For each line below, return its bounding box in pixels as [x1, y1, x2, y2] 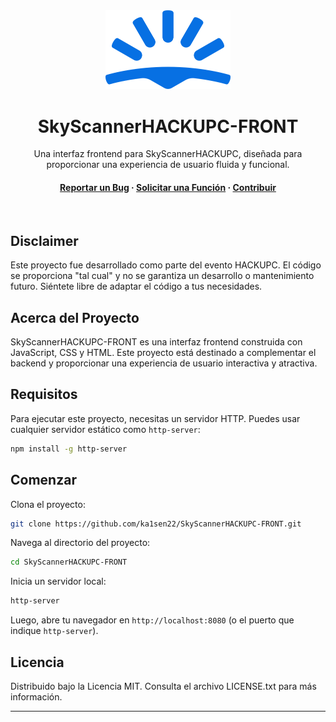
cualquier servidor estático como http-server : [10, 423, 201, 435]
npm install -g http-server [10, 444, 128, 454]
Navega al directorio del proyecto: [10, 537, 151, 549]
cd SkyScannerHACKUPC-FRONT [10, 557, 128, 568]
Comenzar [10, 472, 77, 489]
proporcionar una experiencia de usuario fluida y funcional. [46, 159, 290, 171]
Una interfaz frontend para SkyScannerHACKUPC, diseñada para [33, 148, 303, 160]
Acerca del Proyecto [10, 309, 140, 326]
